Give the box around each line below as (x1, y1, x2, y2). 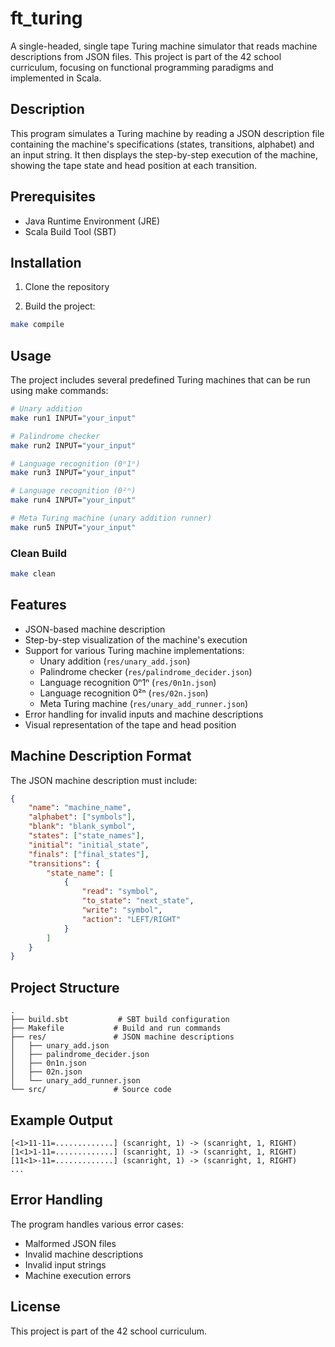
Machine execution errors (24, 1269, 132, 1281)
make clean (10, 569, 56, 579)
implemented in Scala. (10, 72, 102, 84)
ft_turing (10, 7, 83, 30)
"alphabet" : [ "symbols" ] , (28, 812, 137, 822)
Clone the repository (24, 281, 110, 293)
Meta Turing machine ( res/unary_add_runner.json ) (39, 697, 249, 709)
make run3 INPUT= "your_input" (10, 468, 137, 478)
